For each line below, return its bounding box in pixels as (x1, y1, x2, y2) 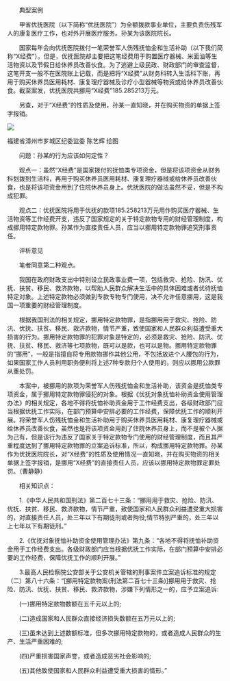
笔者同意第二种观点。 (18, 261, 79, 269)
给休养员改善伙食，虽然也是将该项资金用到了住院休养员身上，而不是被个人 (7, 424, 217, 433)
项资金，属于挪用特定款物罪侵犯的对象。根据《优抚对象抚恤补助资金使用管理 (7, 390, 223, 398)
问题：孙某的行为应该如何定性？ (18, 151, 110, 159)
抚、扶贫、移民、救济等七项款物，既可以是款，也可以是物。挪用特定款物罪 (7, 342, 217, 349)
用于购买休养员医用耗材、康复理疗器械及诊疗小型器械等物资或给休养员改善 (7, 78, 217, 86)
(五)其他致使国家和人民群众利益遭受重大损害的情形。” (18, 667, 168, 674)
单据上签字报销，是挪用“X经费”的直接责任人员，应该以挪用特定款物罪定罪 (7, 459, 214, 467)
